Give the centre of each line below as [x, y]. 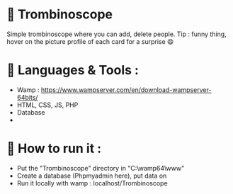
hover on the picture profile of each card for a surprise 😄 [90, 41]
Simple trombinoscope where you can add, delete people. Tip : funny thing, [117, 34]
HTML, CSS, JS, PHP [47, 105]
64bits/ [27, 97]
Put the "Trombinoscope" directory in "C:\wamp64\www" [101, 168]
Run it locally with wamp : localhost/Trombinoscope [92, 183]
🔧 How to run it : [54, 149]
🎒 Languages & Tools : [73, 70]
